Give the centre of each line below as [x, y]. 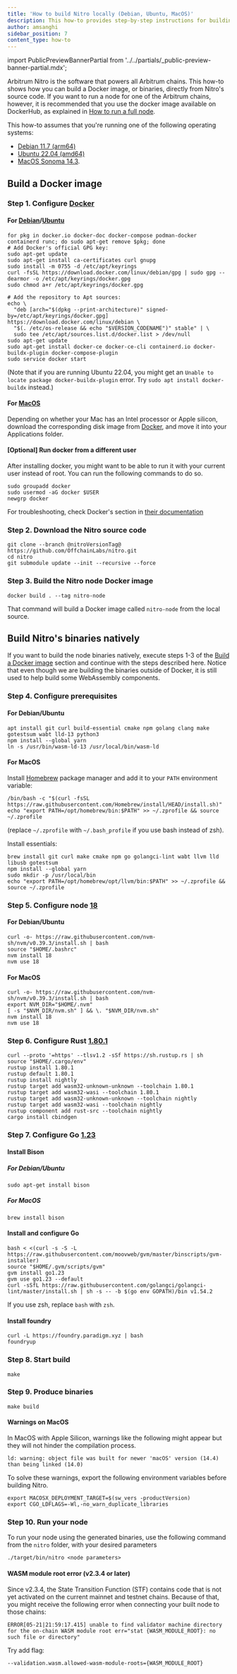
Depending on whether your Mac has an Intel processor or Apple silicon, [113, 419]
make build [23, 1406]
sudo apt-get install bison [49, 1185]
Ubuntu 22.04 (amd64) [51, 154]
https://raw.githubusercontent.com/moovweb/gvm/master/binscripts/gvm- [115, 1254]
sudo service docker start [47, 359]
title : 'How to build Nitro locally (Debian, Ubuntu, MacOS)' [101, 14]
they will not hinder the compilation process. [72, 1446]
